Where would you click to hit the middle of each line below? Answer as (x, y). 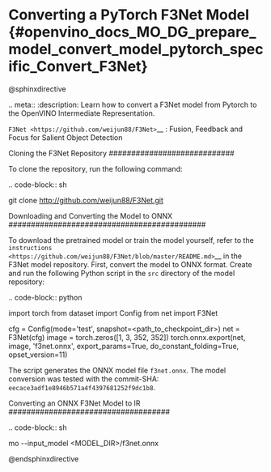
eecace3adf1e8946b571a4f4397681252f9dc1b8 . (82, 387)
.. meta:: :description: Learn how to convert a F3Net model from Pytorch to (133, 104)
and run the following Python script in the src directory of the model (122, 273)
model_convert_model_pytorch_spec (136, 49)
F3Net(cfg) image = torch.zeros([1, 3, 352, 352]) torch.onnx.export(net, (127, 337)
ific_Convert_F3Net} (78, 67)
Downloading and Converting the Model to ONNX (91, 215)
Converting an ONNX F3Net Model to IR (74, 403)
